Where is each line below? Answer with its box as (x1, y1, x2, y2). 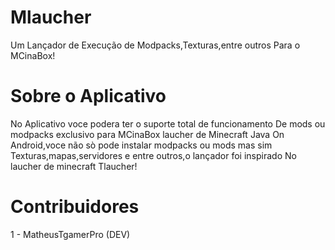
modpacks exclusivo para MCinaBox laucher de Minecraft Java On (10, 128, 285, 140)
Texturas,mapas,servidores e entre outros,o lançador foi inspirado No (10, 149, 297, 161)
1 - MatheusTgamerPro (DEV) (10, 228, 131, 240)
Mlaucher (10, 6, 92, 29)
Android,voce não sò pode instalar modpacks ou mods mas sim (10, 139, 273, 151)
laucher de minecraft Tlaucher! (10, 160, 138, 172)
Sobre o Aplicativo (10, 85, 167, 108)
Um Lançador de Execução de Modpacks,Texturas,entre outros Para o (10, 39, 301, 51)
